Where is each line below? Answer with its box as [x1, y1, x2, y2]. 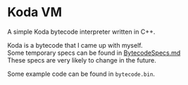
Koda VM [7, 4, 62, 20]
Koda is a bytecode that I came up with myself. [7, 41, 143, 49]
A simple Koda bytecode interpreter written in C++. [7, 27, 156, 36]
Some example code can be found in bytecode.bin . [7, 70, 156, 78]
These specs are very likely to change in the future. [7, 55, 157, 64]
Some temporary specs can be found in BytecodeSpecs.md [7, 48, 181, 57]
